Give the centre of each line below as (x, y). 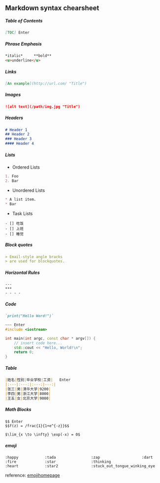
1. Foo (12, 176)
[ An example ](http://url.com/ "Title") (46, 84)
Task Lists (22, 213)
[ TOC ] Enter (17, 33)
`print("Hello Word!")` (30, 316)
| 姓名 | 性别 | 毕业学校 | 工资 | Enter (38, 380)
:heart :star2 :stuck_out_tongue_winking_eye (80, 466)
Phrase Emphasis (23, 44)
